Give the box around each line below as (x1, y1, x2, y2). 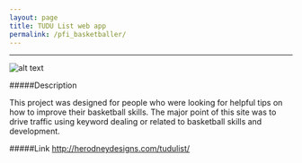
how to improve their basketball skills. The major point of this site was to (9, 107, 277, 117)
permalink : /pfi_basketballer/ (9, 30, 127, 39)
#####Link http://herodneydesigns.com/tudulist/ (9, 143, 191, 154)
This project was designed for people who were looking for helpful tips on (9, 98, 283, 108)
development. (9, 126, 60, 137)
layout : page (9, 13, 58, 22)
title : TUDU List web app (9, 21, 106, 30)
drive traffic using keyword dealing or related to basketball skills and (9, 116, 262, 127)
